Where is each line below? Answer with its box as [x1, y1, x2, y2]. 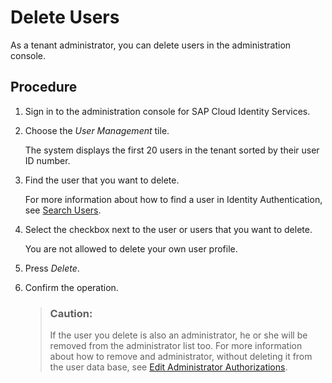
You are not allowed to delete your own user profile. [24, 242, 238, 255]
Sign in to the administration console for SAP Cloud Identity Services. [24, 105, 311, 117]
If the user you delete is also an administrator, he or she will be [49, 329, 308, 341]
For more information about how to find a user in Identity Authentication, [24, 193, 323, 205]
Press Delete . [24, 262, 80, 274]
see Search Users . [24, 204, 102, 216]
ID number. [24, 154, 71, 166]
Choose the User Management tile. [24, 124, 170, 136]
